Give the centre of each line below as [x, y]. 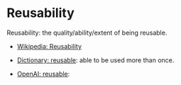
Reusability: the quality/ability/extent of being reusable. [87, 33]
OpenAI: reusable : [43, 74]
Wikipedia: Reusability [49, 46]
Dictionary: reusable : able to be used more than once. [95, 60]
